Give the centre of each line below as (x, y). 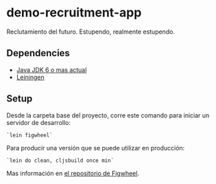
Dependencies (38, 53)
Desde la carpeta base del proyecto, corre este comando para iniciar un (108, 115)
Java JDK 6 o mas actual (51, 69)
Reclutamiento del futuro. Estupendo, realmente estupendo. (91, 32)
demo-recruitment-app (74, 13)
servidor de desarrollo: (39, 122)
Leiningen (31, 77)
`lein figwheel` (29, 135)
